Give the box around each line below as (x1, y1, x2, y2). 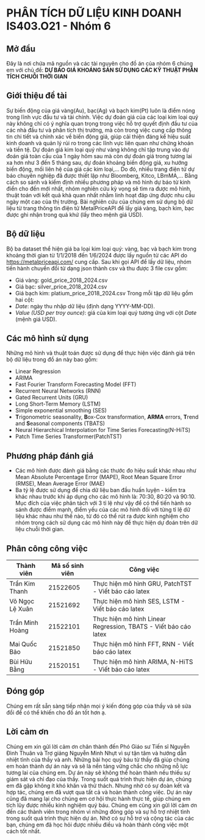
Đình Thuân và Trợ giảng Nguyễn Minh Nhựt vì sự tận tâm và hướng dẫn (6, 749, 187, 757)
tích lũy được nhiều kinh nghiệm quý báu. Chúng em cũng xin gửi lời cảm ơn (6, 801, 197, 809)
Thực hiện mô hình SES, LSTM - (92, 597, 185, 606)
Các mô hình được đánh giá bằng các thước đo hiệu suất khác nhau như (15, 467, 196, 474)
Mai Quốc (9, 640, 38, 649)
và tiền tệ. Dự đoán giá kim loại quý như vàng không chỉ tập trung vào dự (6, 146, 189, 153)
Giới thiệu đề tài (6, 91, 67, 101)
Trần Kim (9, 580, 35, 588)
